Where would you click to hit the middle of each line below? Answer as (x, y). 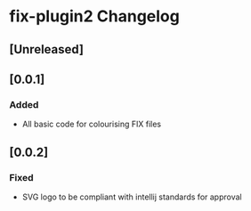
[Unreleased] (47, 49)
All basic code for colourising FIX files (92, 124)
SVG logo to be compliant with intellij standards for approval (132, 197)
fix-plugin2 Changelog (94, 16)
